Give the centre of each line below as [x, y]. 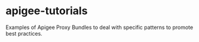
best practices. [24, 33]
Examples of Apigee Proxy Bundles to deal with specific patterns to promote [99, 27]
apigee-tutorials [47, 11]
